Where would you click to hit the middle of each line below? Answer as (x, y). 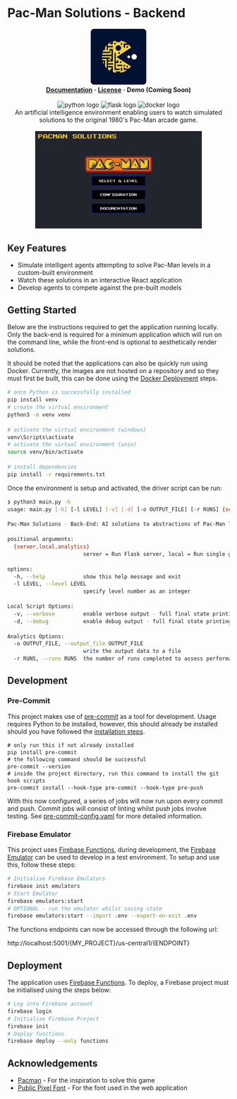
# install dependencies (42, 467)
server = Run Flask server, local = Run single (154, 554)
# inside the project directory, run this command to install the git (113, 773)
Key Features (37, 248)
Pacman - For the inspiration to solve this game (86, 1081)
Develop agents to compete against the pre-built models (99, 287)
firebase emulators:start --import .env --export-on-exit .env (102, 916)
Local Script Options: (41, 607)
